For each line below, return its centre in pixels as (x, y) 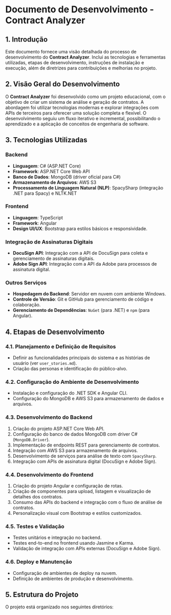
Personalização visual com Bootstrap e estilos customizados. (77, 513)
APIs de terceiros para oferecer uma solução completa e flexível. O (76, 113)
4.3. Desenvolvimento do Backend (49, 417)
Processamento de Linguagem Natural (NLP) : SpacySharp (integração (88, 188)
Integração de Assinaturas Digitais (49, 241)
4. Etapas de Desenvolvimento (55, 332)
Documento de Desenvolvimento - (80, 10)
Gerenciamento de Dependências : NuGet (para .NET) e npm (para (81, 310)
